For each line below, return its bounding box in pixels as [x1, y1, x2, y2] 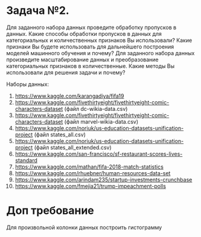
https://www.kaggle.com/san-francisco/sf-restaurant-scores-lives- [14, 150, 183, 158]
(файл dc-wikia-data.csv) [64, 105, 128, 112]
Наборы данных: [6, 80, 49, 88]
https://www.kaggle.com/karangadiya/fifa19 [14, 92, 124, 99]
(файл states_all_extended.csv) [34, 144, 112, 151]
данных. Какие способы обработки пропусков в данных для [6, 30, 162, 37]
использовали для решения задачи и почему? [6, 68, 126, 76]
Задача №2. [6, 4, 69, 18]
